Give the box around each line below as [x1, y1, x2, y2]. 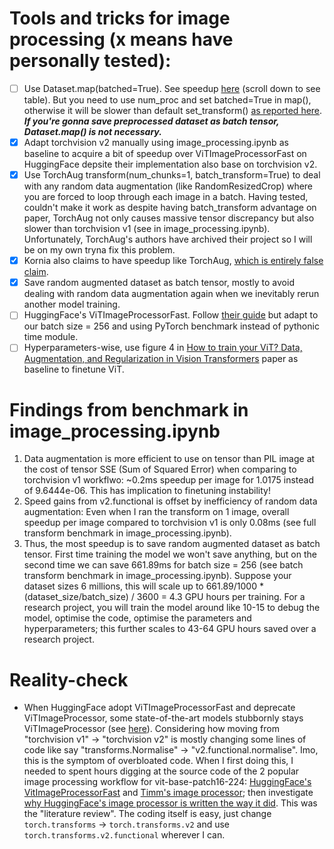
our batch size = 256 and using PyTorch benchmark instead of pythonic [23, 320, 320, 332]
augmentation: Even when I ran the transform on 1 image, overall [23, 506, 290, 518]
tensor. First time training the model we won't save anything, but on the [23, 548, 317, 561]
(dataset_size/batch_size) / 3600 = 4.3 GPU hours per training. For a [23, 591, 306, 603]
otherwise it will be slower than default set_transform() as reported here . [23, 105, 323, 116]
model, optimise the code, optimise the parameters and [23, 612, 252, 624]
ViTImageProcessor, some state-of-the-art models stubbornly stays [23, 712, 304, 724]
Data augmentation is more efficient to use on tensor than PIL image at [23, 453, 316, 465]
